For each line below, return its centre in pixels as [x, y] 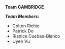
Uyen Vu [21, 41]
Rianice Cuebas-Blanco [36, 36]
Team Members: [22, 16]
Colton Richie [26, 26]
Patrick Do [23, 31]
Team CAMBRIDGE [25, 7]
